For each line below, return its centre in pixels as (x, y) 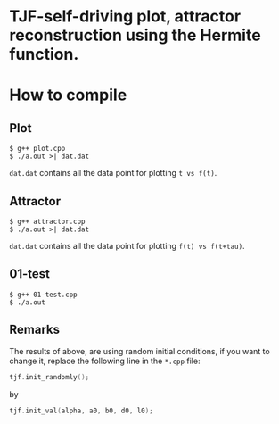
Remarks (35, 330)
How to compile (68, 95)
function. (44, 54)
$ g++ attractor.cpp (48, 221)
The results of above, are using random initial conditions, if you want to (139, 351)
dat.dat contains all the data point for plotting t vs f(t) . (113, 173)
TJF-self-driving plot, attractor (125, 17)
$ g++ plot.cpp (37, 149)
